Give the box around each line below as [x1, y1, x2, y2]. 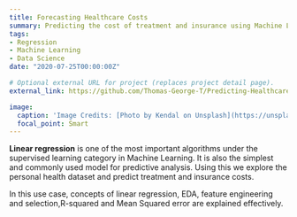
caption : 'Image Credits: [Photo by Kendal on [17, 111, 192, 120]
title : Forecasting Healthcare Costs [9, 12, 148, 22]
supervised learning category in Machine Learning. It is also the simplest [9, 152, 274, 164]
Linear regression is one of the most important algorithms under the [9, 143, 258, 154]
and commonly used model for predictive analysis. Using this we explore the [9, 162, 287, 173]
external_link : [9, 86, 65, 96]
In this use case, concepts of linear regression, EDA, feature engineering [9, 189, 273, 199]
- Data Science [9, 54, 65, 63]
